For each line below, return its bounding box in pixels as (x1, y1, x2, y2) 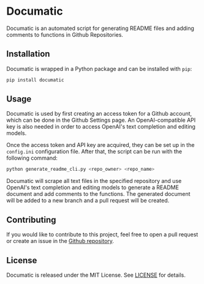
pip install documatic (6, 77, 64, 83)
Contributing (6, 214, 56, 225)
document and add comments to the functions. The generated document (6, 190, 191, 198)
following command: (6, 154, 58, 162)
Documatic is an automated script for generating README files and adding (6, 24, 195, 32)
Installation (6, 49, 50, 59)
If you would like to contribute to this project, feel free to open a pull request (6, 231, 198, 238)
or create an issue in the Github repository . (6, 237, 115, 245)
